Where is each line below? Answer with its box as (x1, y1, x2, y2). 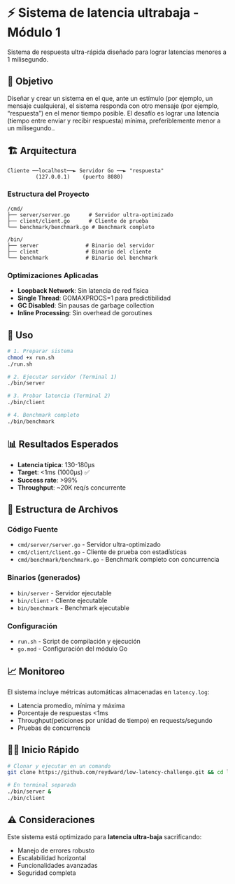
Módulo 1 (7, 25, 61, 41)
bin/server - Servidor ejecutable (17, 588, 112, 597)
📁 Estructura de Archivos (7, 504, 119, 516)
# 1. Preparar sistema (7, 347, 73, 354)
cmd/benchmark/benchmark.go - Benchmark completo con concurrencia (17, 555, 220, 564)
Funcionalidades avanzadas (17, 861, 98, 869)
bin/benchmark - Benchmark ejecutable (17, 603, 129, 612)
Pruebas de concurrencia (17, 724, 91, 732)
